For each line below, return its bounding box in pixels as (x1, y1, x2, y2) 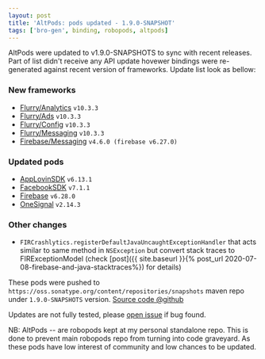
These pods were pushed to (8, 278, 101, 288)
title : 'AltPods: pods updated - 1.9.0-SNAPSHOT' (8, 19, 176, 27)
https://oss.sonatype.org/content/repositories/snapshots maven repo (8, 286, 244, 296)
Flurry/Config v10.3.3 (19, 120, 90, 129)
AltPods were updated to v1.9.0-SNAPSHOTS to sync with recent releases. (8, 48, 252, 58)
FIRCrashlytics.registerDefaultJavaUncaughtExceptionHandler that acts (19, 237, 256, 246)
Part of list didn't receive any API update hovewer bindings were (8, 56, 218, 66)
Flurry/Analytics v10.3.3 (19, 102, 99, 112)
